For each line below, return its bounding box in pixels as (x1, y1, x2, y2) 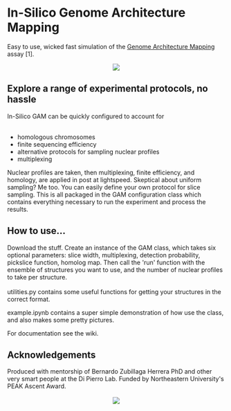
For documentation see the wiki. (7, 329, 99, 337)
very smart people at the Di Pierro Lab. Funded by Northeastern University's (7, 375, 225, 383)
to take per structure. (7, 273, 68, 281)
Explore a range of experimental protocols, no (7, 83, 209, 95)
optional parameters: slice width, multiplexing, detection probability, (7, 250, 201, 259)
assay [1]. (7, 50, 35, 58)
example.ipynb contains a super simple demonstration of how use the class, (7, 308, 224, 316)
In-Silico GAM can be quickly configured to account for (7, 112, 165, 120)
